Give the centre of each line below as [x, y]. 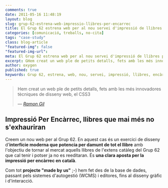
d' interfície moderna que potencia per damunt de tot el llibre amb [74, 145]
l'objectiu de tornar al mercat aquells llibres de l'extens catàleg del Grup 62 [82, 150]
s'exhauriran [25, 127]
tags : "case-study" [25, 38]
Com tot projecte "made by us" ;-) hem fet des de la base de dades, [76, 170]
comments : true [21, 10]
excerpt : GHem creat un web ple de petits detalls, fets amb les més [79, 61]
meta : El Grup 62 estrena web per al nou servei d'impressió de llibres [82, 56]
